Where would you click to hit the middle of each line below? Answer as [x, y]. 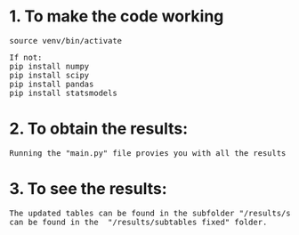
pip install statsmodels [63, 93]
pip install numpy [49, 66]
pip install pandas [52, 84]
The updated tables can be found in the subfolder [122, 213]
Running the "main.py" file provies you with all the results [148, 153]
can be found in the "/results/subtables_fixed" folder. [138, 222]
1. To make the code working [117, 16]
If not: [26, 57]
